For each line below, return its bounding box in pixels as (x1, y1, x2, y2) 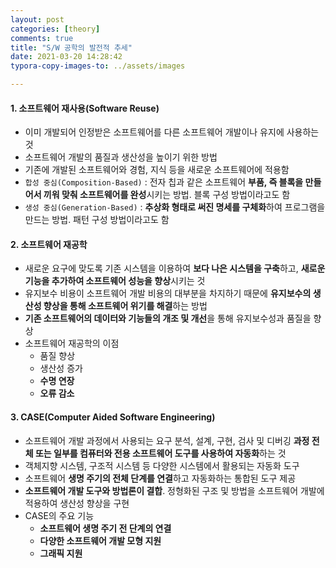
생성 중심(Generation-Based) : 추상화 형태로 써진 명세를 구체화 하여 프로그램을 (24, 201, 326, 213)
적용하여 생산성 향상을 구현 (24, 497, 130, 509)
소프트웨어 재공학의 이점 (24, 337, 120, 350)
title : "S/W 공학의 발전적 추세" (10, 42, 133, 53)
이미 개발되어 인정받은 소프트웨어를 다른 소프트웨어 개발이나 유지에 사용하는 (24, 126, 320, 138)
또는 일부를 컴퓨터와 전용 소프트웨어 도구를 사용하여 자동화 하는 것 (34, 447, 287, 459)
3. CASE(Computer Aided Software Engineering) (10, 411, 216, 423)
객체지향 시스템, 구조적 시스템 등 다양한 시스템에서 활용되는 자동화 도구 (24, 459, 300, 471)
